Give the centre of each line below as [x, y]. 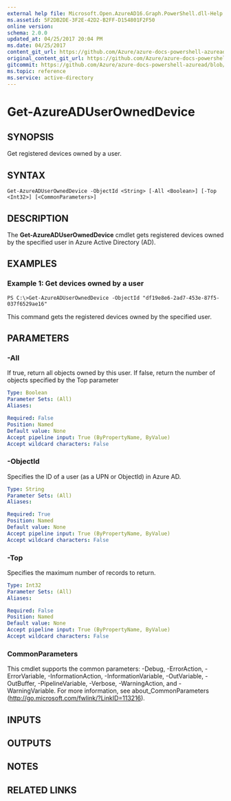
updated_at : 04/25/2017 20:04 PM [55, 39]
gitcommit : [23, 65]
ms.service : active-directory [51, 78]
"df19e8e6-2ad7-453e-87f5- [181, 298]
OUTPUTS [29, 743]
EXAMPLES [32, 264]
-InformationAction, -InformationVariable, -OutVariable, [126, 676]
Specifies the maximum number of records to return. [81, 572]
